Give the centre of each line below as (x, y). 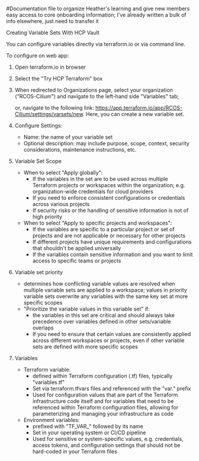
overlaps (43, 328)
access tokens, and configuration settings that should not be (106, 445)
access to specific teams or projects (77, 261)
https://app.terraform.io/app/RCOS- (139, 108)
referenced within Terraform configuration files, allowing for (105, 407)
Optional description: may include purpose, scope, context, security (106, 143)
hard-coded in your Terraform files (75, 452)
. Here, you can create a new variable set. (134, 114)
